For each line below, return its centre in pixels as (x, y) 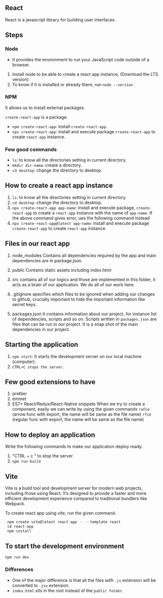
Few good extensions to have (50, 382)
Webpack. (15, 504)
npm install (19, 531)
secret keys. (24, 304)
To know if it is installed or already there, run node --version (72, 84)
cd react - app (20, 526)
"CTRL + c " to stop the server (42, 456)
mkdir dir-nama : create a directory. (47, 165)
